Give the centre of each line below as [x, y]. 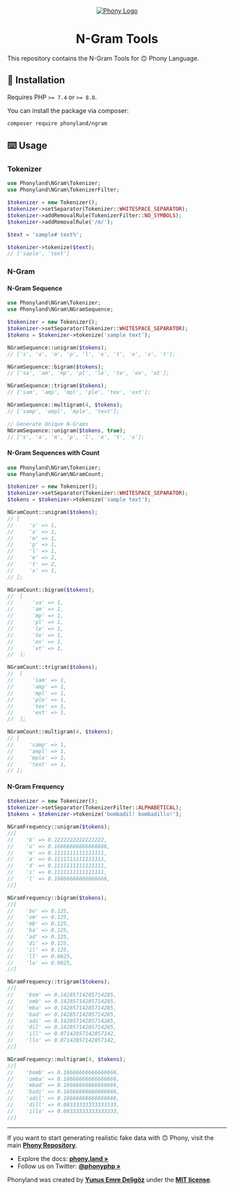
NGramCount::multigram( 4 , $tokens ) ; [60, 732]
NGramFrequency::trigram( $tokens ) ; [59, 982]
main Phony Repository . [42, 1145]
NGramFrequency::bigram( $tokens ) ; [57, 898]
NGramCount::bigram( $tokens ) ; [51, 590]
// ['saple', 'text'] [39, 254]
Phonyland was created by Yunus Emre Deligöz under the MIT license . [110, 1179]
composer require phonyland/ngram [57, 123]
